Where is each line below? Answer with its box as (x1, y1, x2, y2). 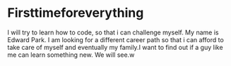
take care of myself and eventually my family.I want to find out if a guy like (7, 43, 224, 51)
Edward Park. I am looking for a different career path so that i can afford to (7, 35, 224, 44)
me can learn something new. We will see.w (7, 51, 135, 59)
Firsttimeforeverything (7, 5, 144, 21)
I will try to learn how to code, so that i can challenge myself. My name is (7, 28, 219, 37)
